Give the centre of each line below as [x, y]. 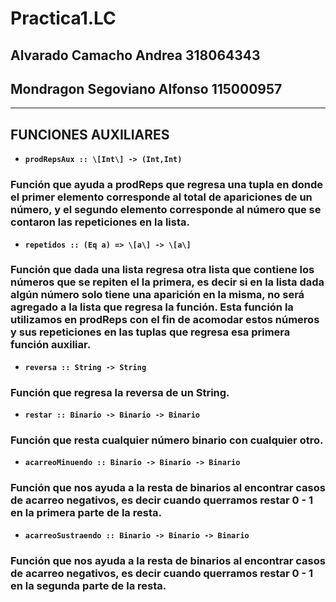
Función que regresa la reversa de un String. [120, 392]
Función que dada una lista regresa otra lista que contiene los [162, 270]
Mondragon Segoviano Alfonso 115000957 [146, 88]
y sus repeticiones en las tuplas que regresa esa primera [150, 332]
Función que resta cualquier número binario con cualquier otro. [167, 440]
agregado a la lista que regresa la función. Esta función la [152, 307]
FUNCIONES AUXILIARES [90, 134]
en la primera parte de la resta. [86, 513]
